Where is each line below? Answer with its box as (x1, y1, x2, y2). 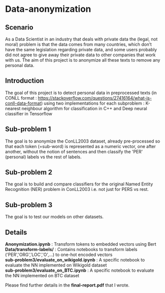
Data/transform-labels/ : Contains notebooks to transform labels (5, 247, 138, 253)
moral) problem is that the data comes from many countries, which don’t (5, 41, 152, 47)
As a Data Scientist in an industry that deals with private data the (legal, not (5, 36, 158, 42)
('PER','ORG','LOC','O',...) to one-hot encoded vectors (5, 252, 113, 257)
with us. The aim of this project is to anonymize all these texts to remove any (5, 57, 161, 63)
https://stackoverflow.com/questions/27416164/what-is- (37, 95, 152, 101)
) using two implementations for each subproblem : (41, 100, 145, 106)
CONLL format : (5, 95, 37, 101)
